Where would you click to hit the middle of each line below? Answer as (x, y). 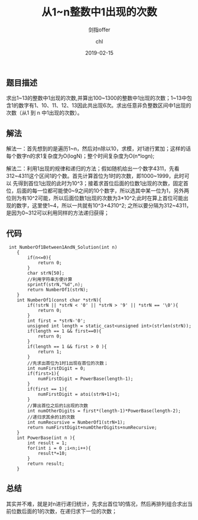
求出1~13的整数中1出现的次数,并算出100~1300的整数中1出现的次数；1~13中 (97, 98)
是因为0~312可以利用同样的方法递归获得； (58, 213)
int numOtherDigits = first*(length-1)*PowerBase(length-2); (104, 411)
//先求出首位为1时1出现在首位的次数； (68, 363)
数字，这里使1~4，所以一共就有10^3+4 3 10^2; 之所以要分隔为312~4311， (104, 206)
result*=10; (52, 453)
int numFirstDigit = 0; (56, 368)
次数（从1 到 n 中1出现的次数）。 (44, 113)
